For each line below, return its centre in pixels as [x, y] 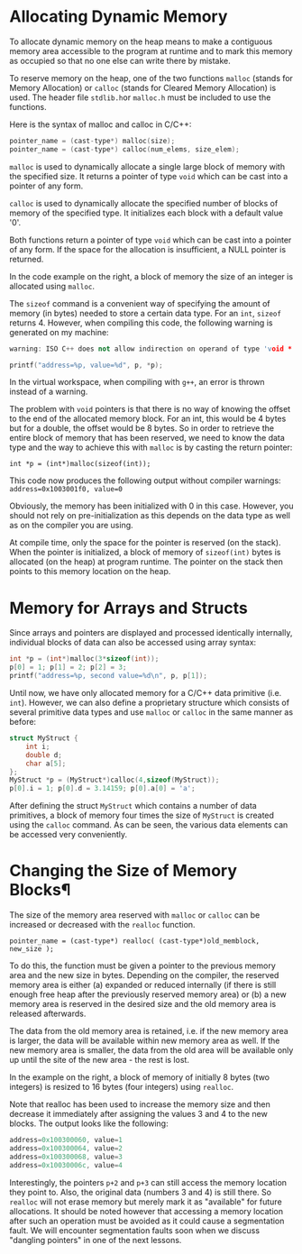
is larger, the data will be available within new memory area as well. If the [145, 1041]
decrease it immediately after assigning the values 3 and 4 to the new [138, 1114]
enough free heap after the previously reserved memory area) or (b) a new [148, 994]
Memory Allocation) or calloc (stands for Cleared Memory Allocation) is [143, 87]
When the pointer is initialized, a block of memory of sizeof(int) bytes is [145, 553]
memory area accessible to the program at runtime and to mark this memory [151, 50]
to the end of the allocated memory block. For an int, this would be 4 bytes [148, 419]
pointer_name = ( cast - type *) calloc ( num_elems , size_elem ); [125, 149]
